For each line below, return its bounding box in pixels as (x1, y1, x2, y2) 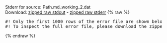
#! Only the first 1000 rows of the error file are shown (5, 19, 150, 24)
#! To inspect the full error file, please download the (5, 24, 147, 29)
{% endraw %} (5, 33, 36, 39)
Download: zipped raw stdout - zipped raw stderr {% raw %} (5, 9, 130, 15)
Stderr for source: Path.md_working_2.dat (5, 4, 91, 10)
